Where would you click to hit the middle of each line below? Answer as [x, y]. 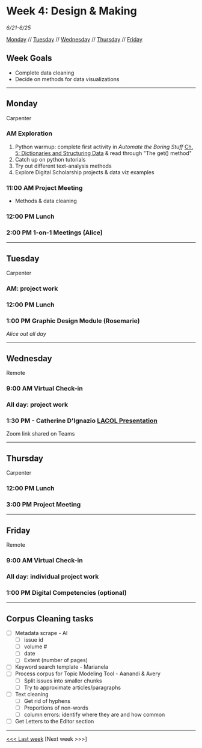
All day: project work [37, 404]
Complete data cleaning [44, 73]
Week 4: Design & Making [72, 11]
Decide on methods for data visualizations [67, 79]
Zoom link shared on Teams [41, 434]
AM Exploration [29, 133]
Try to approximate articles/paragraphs [72, 687]
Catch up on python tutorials [50, 159]
